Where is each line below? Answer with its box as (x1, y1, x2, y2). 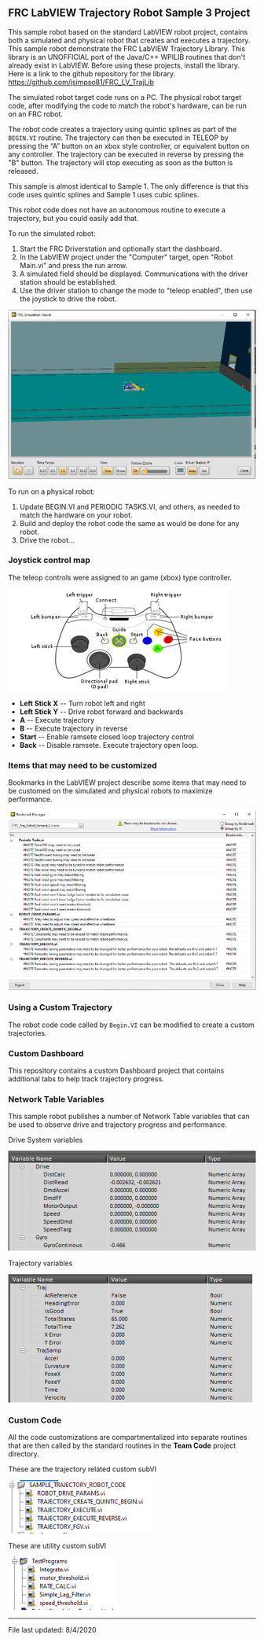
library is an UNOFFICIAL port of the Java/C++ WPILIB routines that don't (8, 52, 246, 61)
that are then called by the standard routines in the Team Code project (8, 1441, 236, 1450)
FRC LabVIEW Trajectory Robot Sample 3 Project (8, 6, 251, 20)
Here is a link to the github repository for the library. (8, 68, 175, 78)
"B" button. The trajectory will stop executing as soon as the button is (8, 157, 233, 168)
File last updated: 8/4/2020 (8, 1625, 97, 1634)
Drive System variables (8, 1136, 83, 1145)
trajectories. (8, 1028, 47, 1037)
